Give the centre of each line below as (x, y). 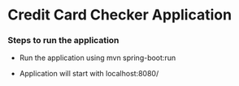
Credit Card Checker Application (120, 15)
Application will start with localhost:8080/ (89, 74)
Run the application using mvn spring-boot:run (98, 58)
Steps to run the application (63, 41)
